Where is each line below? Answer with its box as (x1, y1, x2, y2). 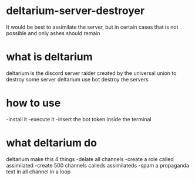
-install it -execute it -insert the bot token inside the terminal (6, 115, 152, 122)
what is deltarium (6, 50, 93, 64)
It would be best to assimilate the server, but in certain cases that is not (6, 23, 179, 30)
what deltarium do (6, 136, 97, 149)
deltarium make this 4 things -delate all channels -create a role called (6, 155, 174, 162)
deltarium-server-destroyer (6, 4, 145, 18)
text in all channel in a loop (6, 168, 71, 175)
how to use (6, 97, 61, 110)
